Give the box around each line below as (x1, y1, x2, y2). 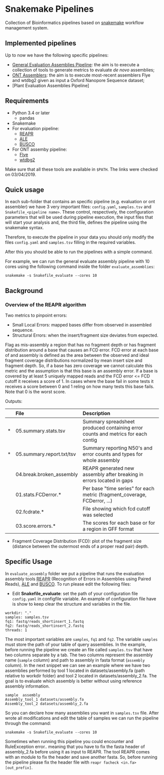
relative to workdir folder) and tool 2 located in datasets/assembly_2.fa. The (5, 672, 157, 678)
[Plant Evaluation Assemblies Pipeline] (12, 82, 89, 88)
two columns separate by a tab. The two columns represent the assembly (5, 652, 153, 658)
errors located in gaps (82, 477, 133, 484)
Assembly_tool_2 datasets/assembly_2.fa (5, 701, 89, 706)
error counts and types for (82, 451, 143, 457)
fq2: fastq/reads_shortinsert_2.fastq (5, 623, 84, 628)
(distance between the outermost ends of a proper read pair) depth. (12, 543, 149, 549)
